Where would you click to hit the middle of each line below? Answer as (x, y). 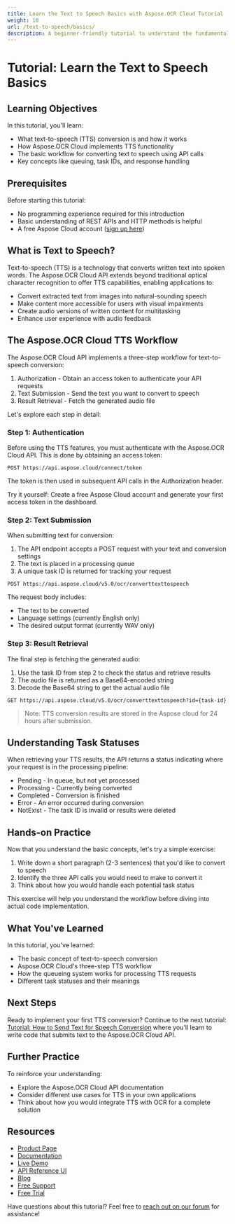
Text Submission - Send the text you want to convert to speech (108, 393)
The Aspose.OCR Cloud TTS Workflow (93, 341)
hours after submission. (58, 721)
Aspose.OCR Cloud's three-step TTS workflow (85, 966)
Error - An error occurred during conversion (81, 803)
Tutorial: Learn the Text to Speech (108, 68)
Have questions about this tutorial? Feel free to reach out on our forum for (114, 1206)
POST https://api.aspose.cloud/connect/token (74, 468)
